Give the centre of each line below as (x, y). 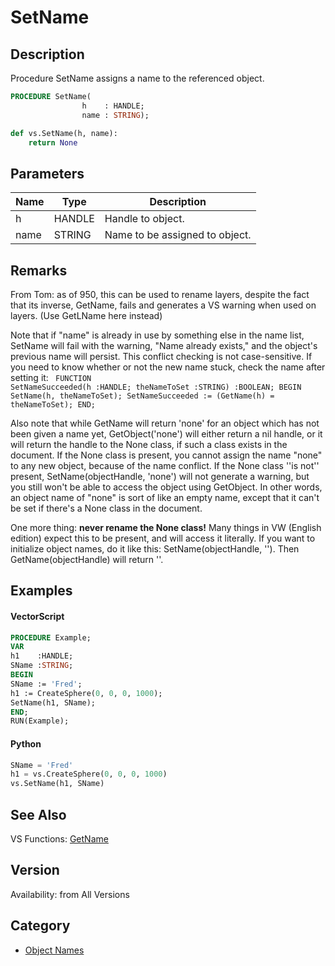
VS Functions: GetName (59, 838)
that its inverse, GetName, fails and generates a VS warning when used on (163, 305)
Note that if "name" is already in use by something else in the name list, (157, 335)
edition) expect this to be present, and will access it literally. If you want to (163, 538)
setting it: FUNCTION (51, 377)
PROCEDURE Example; (51, 637)
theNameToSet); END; (53, 405)
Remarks (39, 270)
